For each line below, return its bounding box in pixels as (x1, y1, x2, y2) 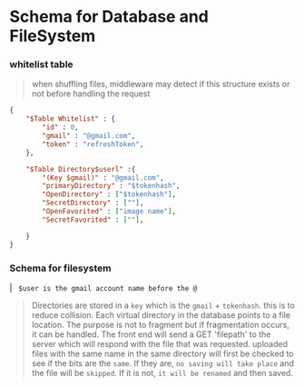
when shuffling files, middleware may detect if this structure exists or (31, 79, 290, 90)
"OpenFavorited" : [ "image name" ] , (42, 207, 177, 216)
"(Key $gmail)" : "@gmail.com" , (42, 173, 165, 183)
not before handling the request (31, 88, 151, 99)
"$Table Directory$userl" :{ (25, 164, 136, 174)
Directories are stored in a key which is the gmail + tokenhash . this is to (31, 300, 295, 311)
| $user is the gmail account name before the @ (9, 282, 198, 293)
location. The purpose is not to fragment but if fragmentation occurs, (31, 319, 290, 330)
